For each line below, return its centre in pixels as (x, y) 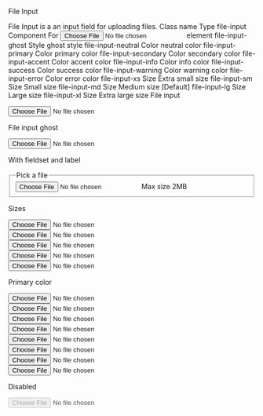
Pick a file (32, 175)
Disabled (22, 386)
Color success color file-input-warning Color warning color (132, 70)
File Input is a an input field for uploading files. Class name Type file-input (128, 26)
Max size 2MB (164, 186)
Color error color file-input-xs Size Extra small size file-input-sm (149, 78)
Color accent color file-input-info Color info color (131, 62)
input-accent (29, 62)
